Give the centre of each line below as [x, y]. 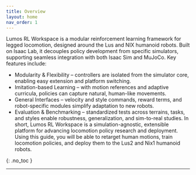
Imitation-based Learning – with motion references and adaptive [92, 87]
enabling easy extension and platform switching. [73, 81]
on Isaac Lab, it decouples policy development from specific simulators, [92, 51]
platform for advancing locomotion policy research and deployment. [96, 131]
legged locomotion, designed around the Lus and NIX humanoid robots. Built [98, 45]
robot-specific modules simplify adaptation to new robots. [84, 106]
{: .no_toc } [19, 160]
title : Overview [26, 11]
